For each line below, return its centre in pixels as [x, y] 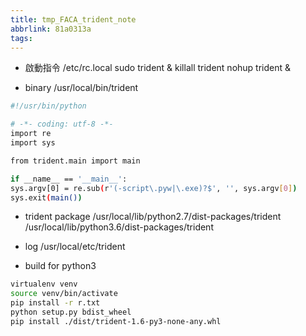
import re [31, 134]
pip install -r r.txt [55, 303]
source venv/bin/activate [64, 294]
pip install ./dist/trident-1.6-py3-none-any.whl [116, 321]
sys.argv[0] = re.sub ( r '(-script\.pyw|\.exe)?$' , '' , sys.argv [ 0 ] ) [154, 188]
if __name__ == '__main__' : [69, 179]
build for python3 [60, 266]
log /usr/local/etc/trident [75, 247]
